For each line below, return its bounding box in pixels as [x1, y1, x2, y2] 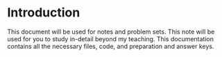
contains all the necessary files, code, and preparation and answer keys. [7, 42, 214, 50]
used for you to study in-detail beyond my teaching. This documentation [7, 34, 214, 43]
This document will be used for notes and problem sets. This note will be [7, 27, 215, 36]
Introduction [7, 5, 80, 21]
